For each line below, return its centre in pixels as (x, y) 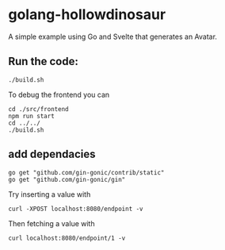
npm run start (32, 116)
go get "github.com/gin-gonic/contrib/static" (86, 172)
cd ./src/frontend (38, 109)
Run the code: (44, 62)
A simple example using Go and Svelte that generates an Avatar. (113, 37)
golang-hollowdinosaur (87, 15)
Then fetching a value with (51, 223)
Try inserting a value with (50, 194)
